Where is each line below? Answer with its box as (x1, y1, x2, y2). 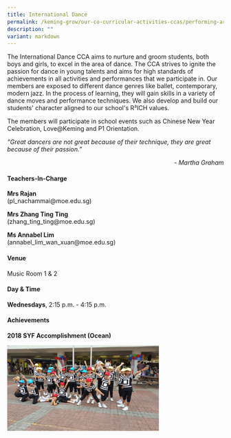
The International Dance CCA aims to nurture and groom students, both (7, 52, 210, 61)
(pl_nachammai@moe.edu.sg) (7, 197, 92, 205)
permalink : (7, 18, 38, 25)
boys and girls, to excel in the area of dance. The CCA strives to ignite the (7, 60, 217, 68)
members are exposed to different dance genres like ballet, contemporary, (7, 82, 218, 90)
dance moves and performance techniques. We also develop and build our (7, 96, 219, 105)
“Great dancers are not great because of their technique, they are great (7, 138, 211, 146)
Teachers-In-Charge (7, 174, 67, 182)
